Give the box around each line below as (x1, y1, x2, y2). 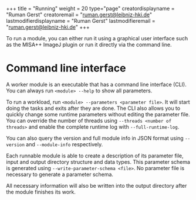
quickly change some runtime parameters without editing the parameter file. (6, 111, 190, 118)
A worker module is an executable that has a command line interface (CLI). (6, 81, 187, 88)
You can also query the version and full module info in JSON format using (6, 135, 184, 142)
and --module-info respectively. (26, 140, 103, 148)
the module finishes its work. (6, 188, 76, 195)
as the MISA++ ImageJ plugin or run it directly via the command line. (6, 41, 172, 48)
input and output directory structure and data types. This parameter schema (6, 158, 191, 165)
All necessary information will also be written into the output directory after (6, 182, 187, 189)
